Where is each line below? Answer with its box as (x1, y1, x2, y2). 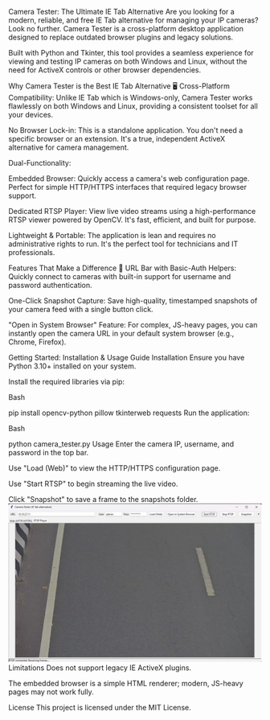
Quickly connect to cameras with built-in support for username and (8, 272, 231, 281)
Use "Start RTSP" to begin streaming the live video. (8, 479, 178, 488)
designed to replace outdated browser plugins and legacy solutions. (8, 32, 234, 42)
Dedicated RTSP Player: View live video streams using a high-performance (8, 207, 256, 216)
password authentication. (8, 281, 92, 290)
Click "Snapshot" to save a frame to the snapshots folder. (8, 495, 198, 504)
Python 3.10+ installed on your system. (8, 361, 137, 371)
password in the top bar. (8, 448, 89, 457)
